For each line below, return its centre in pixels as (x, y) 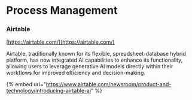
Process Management (62, 10)
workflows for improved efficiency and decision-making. (76, 73)
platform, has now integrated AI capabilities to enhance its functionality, (95, 60)
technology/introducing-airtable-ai (49, 91)
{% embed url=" (26, 84)
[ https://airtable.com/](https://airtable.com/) (60, 42)
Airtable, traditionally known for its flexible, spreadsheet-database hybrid (96, 54)
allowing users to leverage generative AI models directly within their (90, 66)
